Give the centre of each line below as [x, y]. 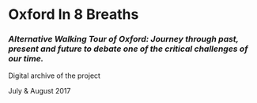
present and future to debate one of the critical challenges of [128, 49]
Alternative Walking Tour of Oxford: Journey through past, [123, 39]
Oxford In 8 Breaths [74, 15]
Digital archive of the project [55, 75]
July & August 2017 [40, 91]
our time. [26, 59]
